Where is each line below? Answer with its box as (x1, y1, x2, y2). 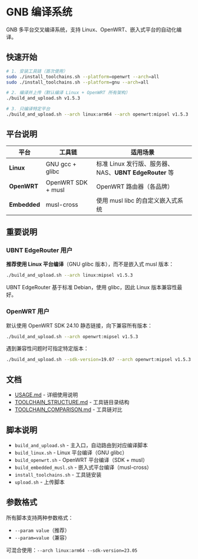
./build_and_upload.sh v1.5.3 (6, 95, 81, 101)
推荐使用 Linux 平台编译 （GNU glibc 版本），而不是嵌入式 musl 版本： (6, 260, 174, 268)
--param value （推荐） (14, 527, 70, 534)
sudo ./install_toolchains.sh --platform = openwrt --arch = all (6, 74, 160, 80)
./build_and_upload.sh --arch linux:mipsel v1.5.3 (6, 272, 133, 279)
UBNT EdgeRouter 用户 (6, 246, 72, 254)
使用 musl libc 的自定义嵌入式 (96, 196, 178, 204)
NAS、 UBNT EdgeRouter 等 (96, 168, 174, 177)
